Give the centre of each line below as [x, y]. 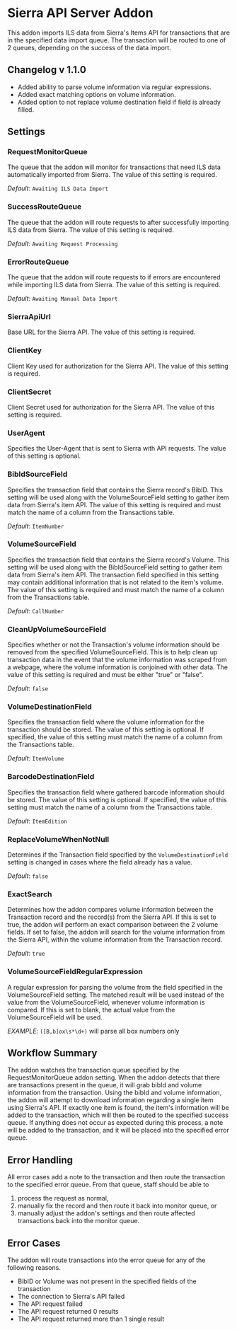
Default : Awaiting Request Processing [63, 243]
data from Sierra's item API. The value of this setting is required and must [114, 504]
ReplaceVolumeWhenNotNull [58, 839]
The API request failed [50, 1304]
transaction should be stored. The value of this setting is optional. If [106, 729]
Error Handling [40, 1160]
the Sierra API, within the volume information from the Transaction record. [115, 939]
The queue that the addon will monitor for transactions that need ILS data [114, 167]
